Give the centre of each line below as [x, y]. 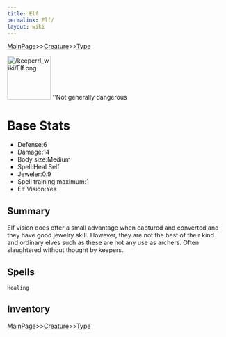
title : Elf [23, 14]
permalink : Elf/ [31, 20]
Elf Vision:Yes [37, 189]
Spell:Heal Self [38, 167]
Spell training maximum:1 [53, 182]
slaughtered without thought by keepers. [65, 250]
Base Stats [39, 125]
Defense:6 [32, 145]
